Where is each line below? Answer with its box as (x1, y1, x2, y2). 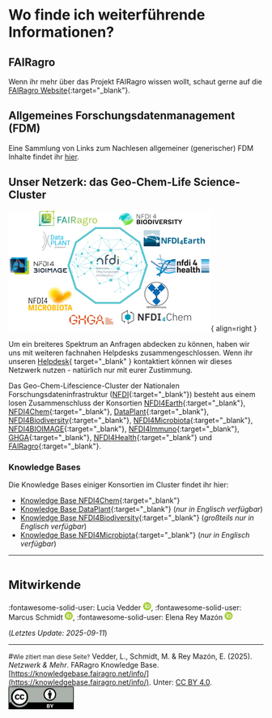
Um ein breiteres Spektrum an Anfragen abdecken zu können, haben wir (8, 339, 250, 348)
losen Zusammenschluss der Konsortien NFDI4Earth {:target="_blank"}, (8, 398, 246, 408)
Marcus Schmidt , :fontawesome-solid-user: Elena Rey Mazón (8, 612, 223, 622)
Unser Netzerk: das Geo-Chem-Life (8, 175, 192, 189)
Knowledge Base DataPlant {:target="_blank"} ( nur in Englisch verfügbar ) (19, 504, 263, 513)
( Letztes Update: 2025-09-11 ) (8, 628, 108, 638)
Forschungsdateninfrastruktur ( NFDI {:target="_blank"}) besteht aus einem (8, 389, 256, 399)
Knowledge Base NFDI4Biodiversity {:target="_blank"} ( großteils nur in (19, 513, 255, 522)
